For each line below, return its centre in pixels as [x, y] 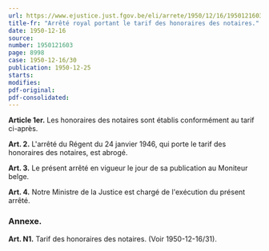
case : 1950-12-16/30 [43, 61]
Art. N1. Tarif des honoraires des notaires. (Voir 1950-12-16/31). [113, 239]
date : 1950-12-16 [37, 30]
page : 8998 [26, 53]
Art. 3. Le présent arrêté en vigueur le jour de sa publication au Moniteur [128, 168]
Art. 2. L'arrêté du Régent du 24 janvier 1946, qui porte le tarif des [117, 144]
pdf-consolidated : [39, 98]
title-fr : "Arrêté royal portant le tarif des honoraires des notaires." [134, 23]
